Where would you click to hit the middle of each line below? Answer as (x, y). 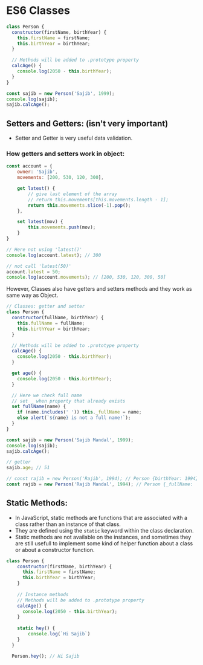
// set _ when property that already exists (69, 401)
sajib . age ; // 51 (28, 468)
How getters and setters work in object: (66, 154)
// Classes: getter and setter (46, 307)
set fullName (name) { (39, 407)
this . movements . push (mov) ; (62, 227)
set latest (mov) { (40, 222)
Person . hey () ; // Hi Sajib (46, 656)
